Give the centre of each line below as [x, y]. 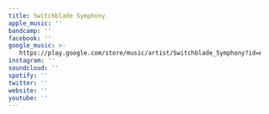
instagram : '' [32, 61]
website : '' [28, 90]
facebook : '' [30, 38]
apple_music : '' [35, 23]
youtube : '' [28, 98]
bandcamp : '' [30, 31]
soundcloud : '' [34, 68]
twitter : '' [28, 83]
